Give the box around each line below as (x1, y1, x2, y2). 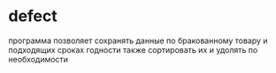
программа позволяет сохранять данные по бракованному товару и (8, 35, 268, 46)
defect (8, 6, 58, 26)
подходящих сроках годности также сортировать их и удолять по (8, 44, 258, 55)
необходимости (8, 54, 68, 64)
